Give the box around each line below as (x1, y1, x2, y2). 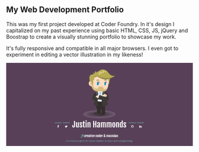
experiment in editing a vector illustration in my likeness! (6, 50, 143, 58)
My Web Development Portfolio (6, 5, 124, 15)
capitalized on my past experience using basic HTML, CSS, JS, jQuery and (6, 27, 188, 34)
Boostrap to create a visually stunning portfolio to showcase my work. (6, 33, 176, 40)
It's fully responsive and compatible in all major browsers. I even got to (6, 45, 179, 52)
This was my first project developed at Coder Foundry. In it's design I (6, 20, 175, 27)
